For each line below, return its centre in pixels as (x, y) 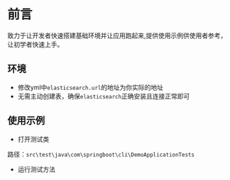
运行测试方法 (36, 169)
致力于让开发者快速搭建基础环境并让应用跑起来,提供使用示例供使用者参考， (117, 35)
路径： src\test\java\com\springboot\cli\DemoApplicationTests (101, 154)
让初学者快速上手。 (35, 44)
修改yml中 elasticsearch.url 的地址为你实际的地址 (91, 87)
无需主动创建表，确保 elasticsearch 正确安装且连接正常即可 (104, 96)
